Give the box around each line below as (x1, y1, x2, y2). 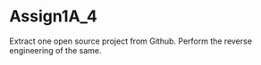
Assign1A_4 (9, 6, 98, 27)
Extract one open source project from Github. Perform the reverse (9, 36, 253, 46)
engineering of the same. (9, 45, 102, 55)
